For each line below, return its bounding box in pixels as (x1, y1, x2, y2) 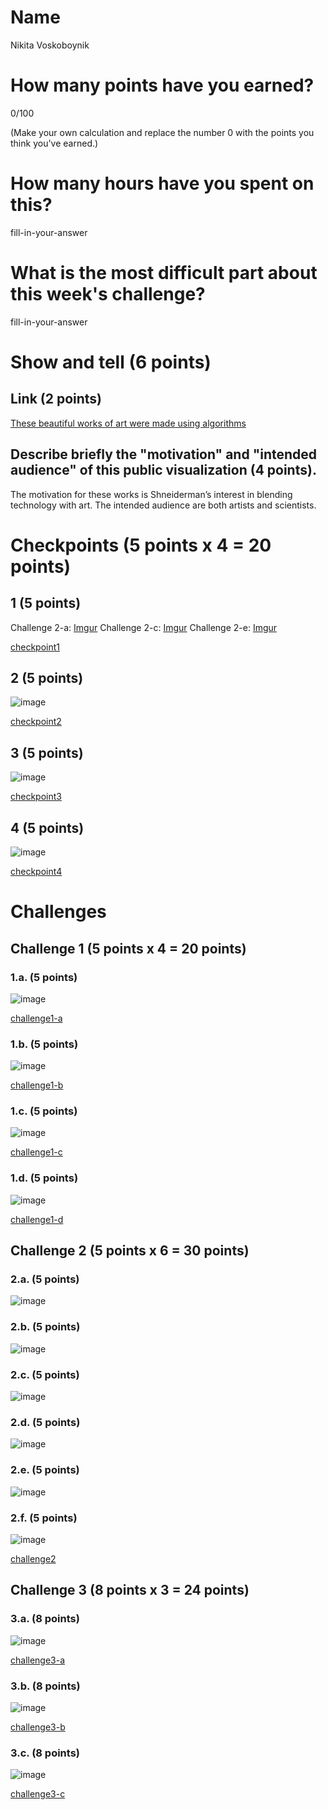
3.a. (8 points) (10, 1612, 80, 1626)
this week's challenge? (10, 283, 206, 305)
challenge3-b (10, 1721, 66, 1733)
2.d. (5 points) (10, 1415, 81, 1429)
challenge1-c (10, 1146, 63, 1158)
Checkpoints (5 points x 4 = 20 (10, 534, 272, 556)
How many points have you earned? (10, 74, 315, 97)
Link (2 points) (10, 391, 103, 408)
